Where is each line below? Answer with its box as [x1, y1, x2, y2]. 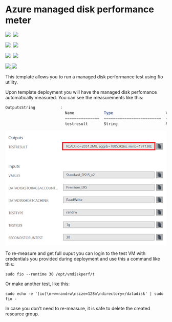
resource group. [5, 311, 39, 317]
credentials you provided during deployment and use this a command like [5, 256, 160, 262]
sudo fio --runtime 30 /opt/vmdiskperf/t [5, 272, 95, 277]
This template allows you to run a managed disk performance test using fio [5, 73, 163, 80]
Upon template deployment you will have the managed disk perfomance [5, 89, 157, 95]
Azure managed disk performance [5, 4, 155, 15]
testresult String [64, 121, 118, 126]
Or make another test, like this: [5, 281, 70, 287]
